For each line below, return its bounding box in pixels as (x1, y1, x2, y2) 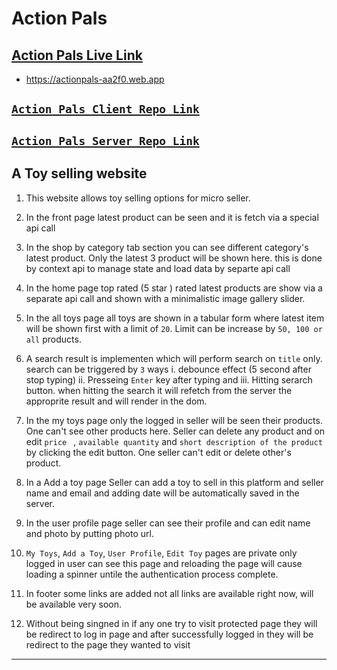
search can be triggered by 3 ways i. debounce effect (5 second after (25, 363, 312, 375)
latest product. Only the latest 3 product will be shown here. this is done (25, 252, 323, 264)
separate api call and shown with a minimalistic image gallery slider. (25, 292, 306, 304)
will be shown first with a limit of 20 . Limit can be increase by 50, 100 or (25, 322, 323, 334)
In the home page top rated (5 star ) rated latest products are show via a (25, 282, 323, 294)
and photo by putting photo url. (25, 527, 154, 539)
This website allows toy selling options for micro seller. (25, 192, 251, 204)
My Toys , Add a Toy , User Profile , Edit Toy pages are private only (25, 547, 298, 559)
